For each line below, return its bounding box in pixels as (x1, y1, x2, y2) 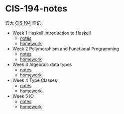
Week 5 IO (12, 93, 34, 99)
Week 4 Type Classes (12, 77, 57, 83)
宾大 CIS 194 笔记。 (5, 20, 46, 26)
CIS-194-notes (5, 3, 68, 14)
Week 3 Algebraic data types (12, 61, 72, 67)
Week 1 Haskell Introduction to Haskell (12, 30, 91, 36)
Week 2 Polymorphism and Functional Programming (12, 46, 120, 52)
